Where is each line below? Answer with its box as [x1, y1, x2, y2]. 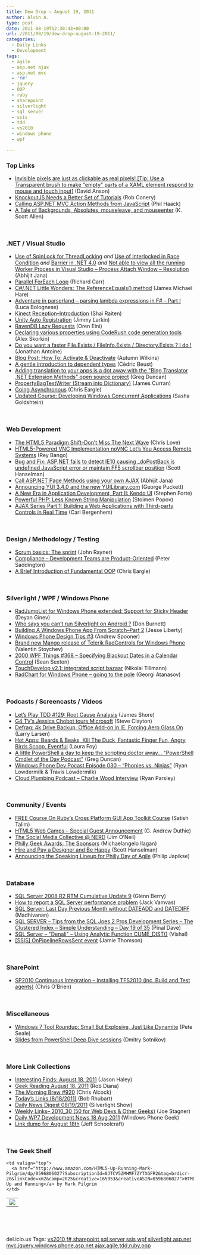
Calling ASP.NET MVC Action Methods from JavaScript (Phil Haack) [14, 201, 182, 208]
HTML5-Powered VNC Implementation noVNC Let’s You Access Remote [14, 445, 192, 452]
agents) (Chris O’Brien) [14, 983, 72, 991]
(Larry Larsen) [14, 730, 51, 737]
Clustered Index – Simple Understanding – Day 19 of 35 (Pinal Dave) [14, 924, 182, 932]
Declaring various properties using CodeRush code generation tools [14, 329, 182, 336]
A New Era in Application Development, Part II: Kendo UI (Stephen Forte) [14, 489, 192, 497]
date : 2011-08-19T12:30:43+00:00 [6, 25, 89, 32]
